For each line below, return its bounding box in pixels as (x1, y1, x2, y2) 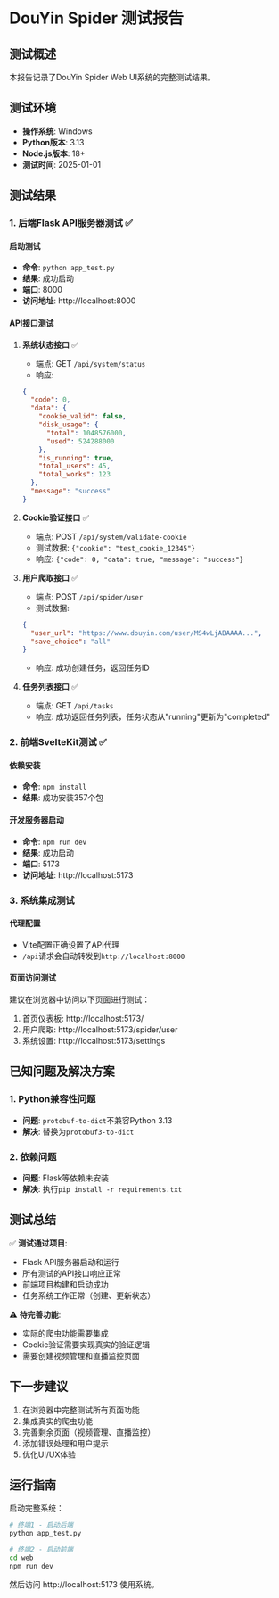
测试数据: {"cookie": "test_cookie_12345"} (35, 542, 196, 553)
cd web (9, 1553, 34, 1562)
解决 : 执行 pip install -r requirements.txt (21, 1183, 183, 1194)
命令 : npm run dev (21, 836, 87, 847)
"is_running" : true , (38, 453, 115, 462)
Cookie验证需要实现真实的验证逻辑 (21, 1339, 151, 1350)
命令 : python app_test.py (21, 262, 115, 273)
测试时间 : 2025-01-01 (21, 159, 101, 170)
